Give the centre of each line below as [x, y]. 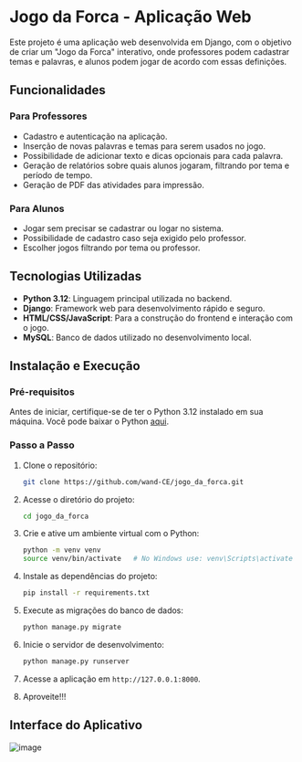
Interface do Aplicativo [76, 725]
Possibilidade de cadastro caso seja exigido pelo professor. [134, 238]
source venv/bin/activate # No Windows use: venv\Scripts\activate [158, 559]
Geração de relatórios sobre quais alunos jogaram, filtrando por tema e [156, 165]
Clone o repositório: [60, 465]
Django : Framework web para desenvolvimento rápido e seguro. [144, 308]
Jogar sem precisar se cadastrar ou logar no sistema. [123, 228]
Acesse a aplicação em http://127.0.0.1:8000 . [111, 679]
